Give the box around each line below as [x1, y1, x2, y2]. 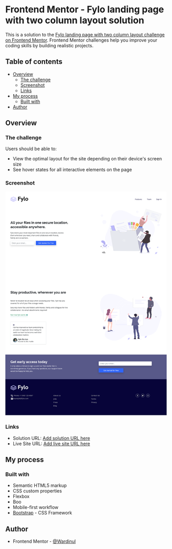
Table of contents [5, 58, 62, 66]
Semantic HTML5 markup [12, 482, 67, 489]
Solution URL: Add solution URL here [12, 435, 91, 441]
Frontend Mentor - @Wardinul [12, 538, 76, 544]
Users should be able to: [5, 145, 57, 152]
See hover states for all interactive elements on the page [12, 167, 132, 173]
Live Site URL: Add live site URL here [12, 441, 91, 447]
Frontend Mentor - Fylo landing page [5, 4, 164, 15]
